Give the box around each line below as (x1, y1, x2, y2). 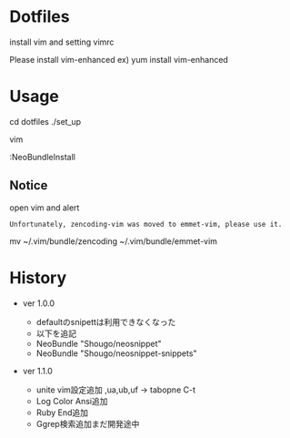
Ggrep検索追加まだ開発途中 (35, 418, 140, 429)
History (9, 267, 67, 288)
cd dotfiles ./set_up (9, 116, 82, 127)
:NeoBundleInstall (9, 151, 75, 162)
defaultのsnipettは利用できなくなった (35, 316, 176, 327)
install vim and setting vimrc (9, 36, 115, 47)
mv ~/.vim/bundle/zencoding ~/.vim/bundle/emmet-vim (9, 235, 218, 247)
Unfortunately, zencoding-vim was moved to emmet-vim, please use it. (9, 219, 283, 229)
